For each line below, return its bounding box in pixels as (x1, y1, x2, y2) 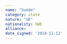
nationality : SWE (5, 21, 42, 27)
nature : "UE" (5, 17, 33, 22)
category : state (5, 12, 40, 17)
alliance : (5, 26, 27, 31)
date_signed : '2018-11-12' (5, 31, 63, 36)
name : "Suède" (5, 7, 36, 13)
